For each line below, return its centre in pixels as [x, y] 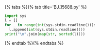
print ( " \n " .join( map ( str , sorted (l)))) [45, 34]
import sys [16, 16]
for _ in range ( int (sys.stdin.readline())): [50, 25]
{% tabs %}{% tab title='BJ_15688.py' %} [46, 7]
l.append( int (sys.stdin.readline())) [47, 29]
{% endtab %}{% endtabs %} [34, 43]
